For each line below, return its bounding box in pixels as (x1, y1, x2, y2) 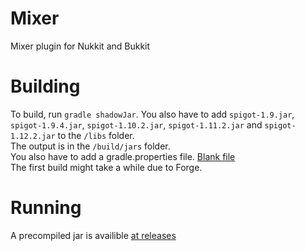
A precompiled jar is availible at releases (10, 229, 177, 241)
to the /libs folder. (57, 129, 135, 141)
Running (10, 197, 82, 219)
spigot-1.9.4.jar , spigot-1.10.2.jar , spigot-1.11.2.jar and (10, 118, 263, 131)
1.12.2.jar (10, 131, 56, 141)
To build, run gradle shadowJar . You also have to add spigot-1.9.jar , (10, 108, 295, 120)
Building (10, 75, 81, 98)
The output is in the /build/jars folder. (10, 140, 171, 152)
